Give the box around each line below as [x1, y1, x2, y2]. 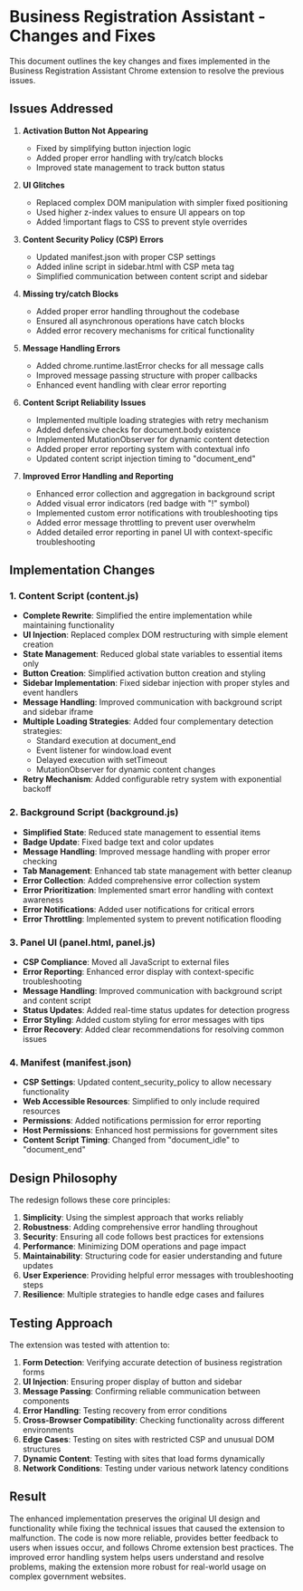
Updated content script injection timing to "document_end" [35, 453, 256, 464]
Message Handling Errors [22, 342, 120, 353]
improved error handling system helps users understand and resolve [9, 1551, 265, 1562]
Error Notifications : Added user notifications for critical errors [22, 903, 255, 914]
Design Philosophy [9, 1171, 118, 1186]
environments [22, 1424, 74, 1435]
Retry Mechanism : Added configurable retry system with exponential [22, 774, 282, 785]
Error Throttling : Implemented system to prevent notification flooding [22, 913, 282, 924]
